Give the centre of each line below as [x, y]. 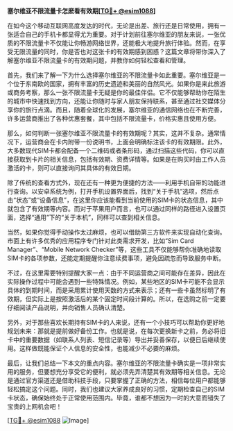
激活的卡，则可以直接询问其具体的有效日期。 [71, 168]
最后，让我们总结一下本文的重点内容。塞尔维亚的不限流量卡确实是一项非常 [113, 363]
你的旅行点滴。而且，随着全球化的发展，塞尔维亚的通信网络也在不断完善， [119, 110]
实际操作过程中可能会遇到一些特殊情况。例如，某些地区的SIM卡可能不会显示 [116, 281]
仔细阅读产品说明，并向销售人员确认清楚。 [68, 307]
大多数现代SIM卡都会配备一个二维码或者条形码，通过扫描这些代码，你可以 [113, 151]
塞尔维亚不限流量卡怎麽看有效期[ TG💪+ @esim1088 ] [81, 11]
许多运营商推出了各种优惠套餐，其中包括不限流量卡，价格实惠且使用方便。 [113, 118]
